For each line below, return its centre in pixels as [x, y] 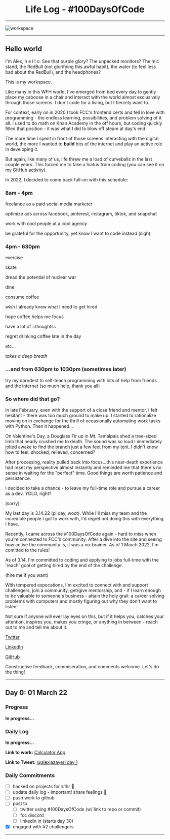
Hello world [24, 49]
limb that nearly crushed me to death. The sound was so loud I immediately [84, 441]
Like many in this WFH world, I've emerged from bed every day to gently [81, 91]
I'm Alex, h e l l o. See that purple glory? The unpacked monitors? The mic [82, 61]
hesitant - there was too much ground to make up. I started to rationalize [81, 415]
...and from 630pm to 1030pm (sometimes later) [66, 369]
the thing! [15, 672]
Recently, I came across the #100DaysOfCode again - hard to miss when [81, 534]
